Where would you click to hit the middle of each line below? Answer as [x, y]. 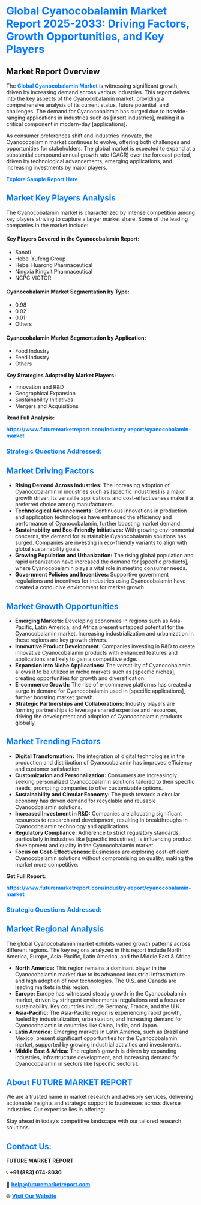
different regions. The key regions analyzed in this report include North [94, 950]
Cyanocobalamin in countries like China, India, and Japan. [87, 1025]
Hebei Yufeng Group [40, 259]
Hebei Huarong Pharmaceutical [54, 265]
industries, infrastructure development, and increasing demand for [97, 1057]
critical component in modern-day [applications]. [67, 124]
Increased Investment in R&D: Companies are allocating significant [98, 813]
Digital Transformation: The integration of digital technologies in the [100, 756]
